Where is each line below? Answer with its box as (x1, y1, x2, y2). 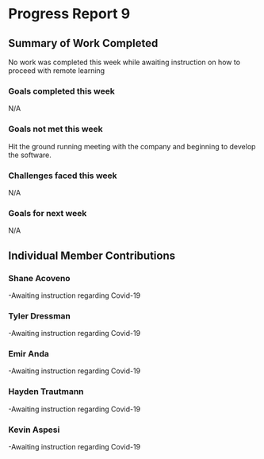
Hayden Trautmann (8, 386, 85, 397)
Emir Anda (8, 349, 50, 360)
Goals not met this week (8, 124, 103, 135)
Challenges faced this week (8, 170, 117, 181)
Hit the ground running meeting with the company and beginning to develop (8, 141, 256, 151)
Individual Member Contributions (8, 249, 176, 262)
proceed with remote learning (8, 66, 105, 75)
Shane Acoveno (8, 272, 71, 283)
